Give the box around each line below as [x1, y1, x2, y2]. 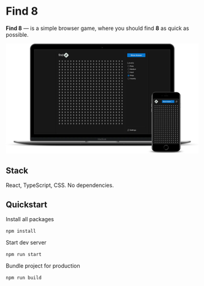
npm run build [6, 274, 42, 280]
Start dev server [6, 238, 47, 246]
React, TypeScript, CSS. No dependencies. [6, 182, 114, 189]
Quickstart [6, 199, 48, 210]
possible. [6, 31, 29, 38]
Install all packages [6, 215, 55, 222]
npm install [6, 228, 36, 234]
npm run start [6, 251, 42, 257]
